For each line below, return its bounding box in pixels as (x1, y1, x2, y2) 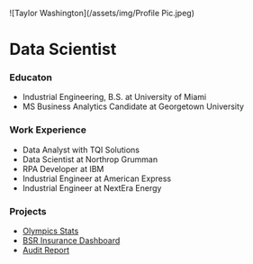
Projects (9, 205, 47, 217)
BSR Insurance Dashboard (22, 235, 121, 246)
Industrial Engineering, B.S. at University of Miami (22, 92, 207, 103)
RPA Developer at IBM (22, 163, 104, 174)
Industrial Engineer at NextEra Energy (22, 182, 162, 193)
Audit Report (22, 245, 70, 256)
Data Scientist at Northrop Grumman (22, 153, 158, 165)
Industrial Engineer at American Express (22, 173, 172, 184)
